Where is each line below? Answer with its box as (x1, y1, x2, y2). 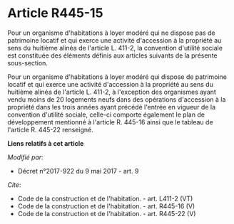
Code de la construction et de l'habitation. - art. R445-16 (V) (17, 201, 195, 210)
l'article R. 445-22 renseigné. (7, 125, 94, 134)
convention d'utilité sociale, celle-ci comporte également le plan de (7, 110, 205, 119)
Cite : (7, 180, 21, 189)
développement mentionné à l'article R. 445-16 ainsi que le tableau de (7, 117, 213, 126)
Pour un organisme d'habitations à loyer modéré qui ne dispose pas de (7, 28, 215, 37)
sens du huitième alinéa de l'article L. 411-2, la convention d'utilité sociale (7, 43, 223, 52)
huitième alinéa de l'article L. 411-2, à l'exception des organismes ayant (7, 87, 216, 96)
